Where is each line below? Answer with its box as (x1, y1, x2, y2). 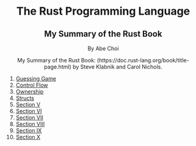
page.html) (44, 63, 72, 70)
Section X (15, 133, 41, 141)
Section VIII (15, 120, 45, 128)
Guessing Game (15, 75, 57, 82)
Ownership (15, 88, 44, 95)
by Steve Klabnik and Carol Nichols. (73, 63, 162, 70)
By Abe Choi (87, 45, 119, 52)
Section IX (15, 127, 42, 134)
